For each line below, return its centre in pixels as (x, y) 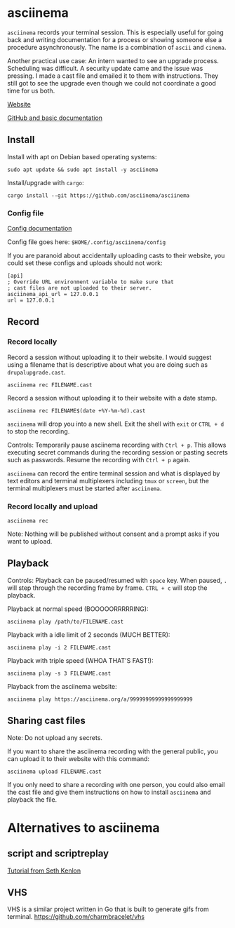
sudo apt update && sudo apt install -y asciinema (83, 170)
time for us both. (31, 90)
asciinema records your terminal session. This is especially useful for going (116, 32)
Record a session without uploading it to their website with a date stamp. (112, 398)
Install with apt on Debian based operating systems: (82, 156)
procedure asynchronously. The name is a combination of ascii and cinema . (117, 47)
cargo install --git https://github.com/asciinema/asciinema (99, 195)
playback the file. (32, 799)
